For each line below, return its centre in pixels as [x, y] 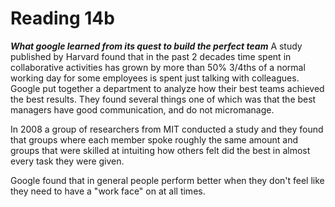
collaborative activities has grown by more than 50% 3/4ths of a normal [158, 67]
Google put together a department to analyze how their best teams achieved [167, 88]
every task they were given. [67, 161]
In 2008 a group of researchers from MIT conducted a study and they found [167, 129]
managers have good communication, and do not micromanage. [142, 109]
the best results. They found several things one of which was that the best [163, 99]
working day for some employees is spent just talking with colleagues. [155, 78]
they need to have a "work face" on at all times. [108, 191]
